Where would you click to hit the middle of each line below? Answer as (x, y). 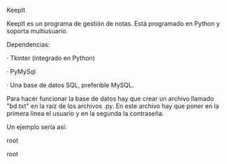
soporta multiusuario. (37, 31)
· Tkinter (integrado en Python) (51, 58)
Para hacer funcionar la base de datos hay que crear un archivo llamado (110, 98)
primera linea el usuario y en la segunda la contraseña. (86, 113)
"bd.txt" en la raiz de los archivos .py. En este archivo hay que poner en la (113, 106)
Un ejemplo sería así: (37, 127)
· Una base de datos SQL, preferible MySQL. (70, 85)
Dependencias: (28, 44)
